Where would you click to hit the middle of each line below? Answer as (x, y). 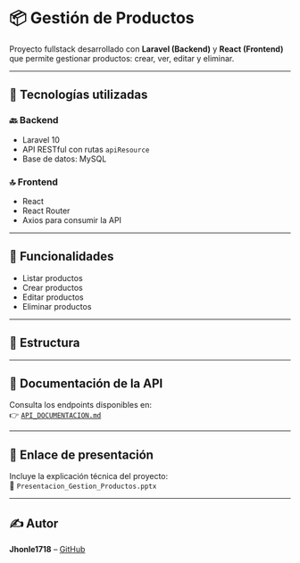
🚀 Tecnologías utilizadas (79, 95)
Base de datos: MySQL (64, 159)
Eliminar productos (57, 306)
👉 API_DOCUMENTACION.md (55, 415)
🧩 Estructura (45, 343)
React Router (46, 211)
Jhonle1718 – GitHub (47, 549)
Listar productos (52, 277)
